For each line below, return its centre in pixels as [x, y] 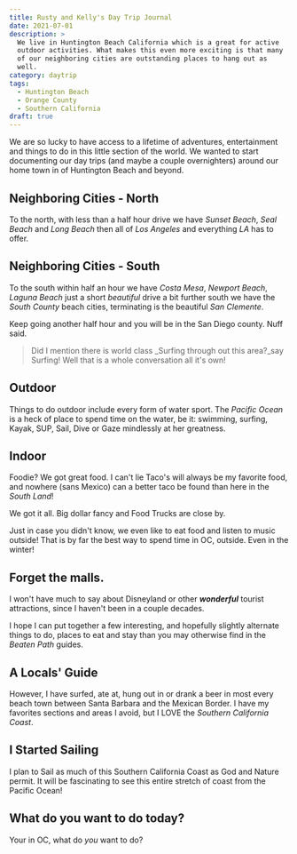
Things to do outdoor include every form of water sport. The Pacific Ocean [146, 409]
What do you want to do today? [97, 818]
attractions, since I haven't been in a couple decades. [107, 609]
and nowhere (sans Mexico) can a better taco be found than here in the [139, 487]
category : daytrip [43, 76]
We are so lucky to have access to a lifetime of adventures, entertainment [144, 142]
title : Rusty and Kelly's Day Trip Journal [91, 17]
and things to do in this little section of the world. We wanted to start [134, 151]
